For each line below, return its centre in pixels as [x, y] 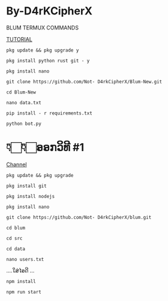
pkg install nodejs [31, 196]
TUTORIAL [19, 39]
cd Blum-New [21, 92]
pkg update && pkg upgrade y [43, 50]
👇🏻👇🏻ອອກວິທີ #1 [45, 148]
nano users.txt [25, 259]
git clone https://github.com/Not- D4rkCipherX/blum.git [79, 217]
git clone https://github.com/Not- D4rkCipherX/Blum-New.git [84, 82]
